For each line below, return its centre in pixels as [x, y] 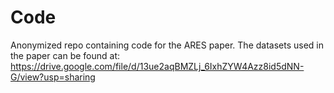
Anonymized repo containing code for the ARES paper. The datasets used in [167, 45]
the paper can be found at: [65, 55]
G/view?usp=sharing [53, 77]
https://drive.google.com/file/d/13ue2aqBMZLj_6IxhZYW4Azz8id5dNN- [157, 66]
